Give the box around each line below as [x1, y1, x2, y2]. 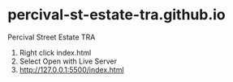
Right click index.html [19, 47, 92, 57]
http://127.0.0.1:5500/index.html [19, 64, 124, 74]
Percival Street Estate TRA [7, 32, 96, 42]
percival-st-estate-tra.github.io [7, 6, 227, 24]
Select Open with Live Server [19, 56, 117, 66]
